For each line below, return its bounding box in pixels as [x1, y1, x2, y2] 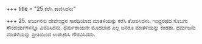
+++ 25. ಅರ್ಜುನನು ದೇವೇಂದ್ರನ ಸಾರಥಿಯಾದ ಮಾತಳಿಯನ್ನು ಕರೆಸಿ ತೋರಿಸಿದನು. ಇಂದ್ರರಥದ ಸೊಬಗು [6, 17, 188, 24]
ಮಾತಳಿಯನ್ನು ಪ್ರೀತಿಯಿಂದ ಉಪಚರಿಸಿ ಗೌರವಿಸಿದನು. [6, 31, 96, 38]
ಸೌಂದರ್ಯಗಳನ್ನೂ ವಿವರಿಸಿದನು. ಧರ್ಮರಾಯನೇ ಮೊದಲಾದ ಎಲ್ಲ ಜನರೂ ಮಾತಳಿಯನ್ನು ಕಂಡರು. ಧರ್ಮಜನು [6, 24, 196, 31]
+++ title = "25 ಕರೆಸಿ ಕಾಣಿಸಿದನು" [6, 5, 76, 12]
